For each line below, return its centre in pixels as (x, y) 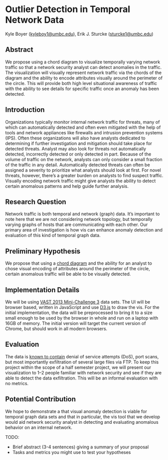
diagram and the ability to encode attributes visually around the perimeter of (84, 78)
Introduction (25, 110)
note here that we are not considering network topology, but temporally (79, 219)
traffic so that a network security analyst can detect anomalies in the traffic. (83, 67)
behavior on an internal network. (39, 427)
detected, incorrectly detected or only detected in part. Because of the (78, 154)
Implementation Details (42, 290)
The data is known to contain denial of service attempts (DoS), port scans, (82, 356)
